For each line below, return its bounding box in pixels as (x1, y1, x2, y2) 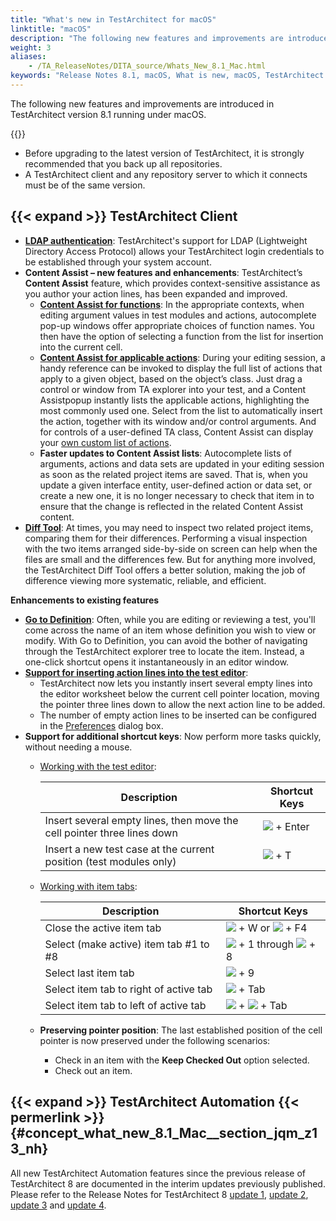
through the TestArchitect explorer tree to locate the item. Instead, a (24, 645, 305, 657)
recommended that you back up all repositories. (24, 157, 223, 170)
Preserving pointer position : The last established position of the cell (39, 1024, 323, 1036)
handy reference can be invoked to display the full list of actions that (39, 362, 323, 374)
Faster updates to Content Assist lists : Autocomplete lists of (39, 447, 292, 459)
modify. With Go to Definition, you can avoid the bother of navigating (24, 634, 308, 646)
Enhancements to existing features (10, 594, 160, 606)
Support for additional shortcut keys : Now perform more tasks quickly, (24, 730, 322, 742)
